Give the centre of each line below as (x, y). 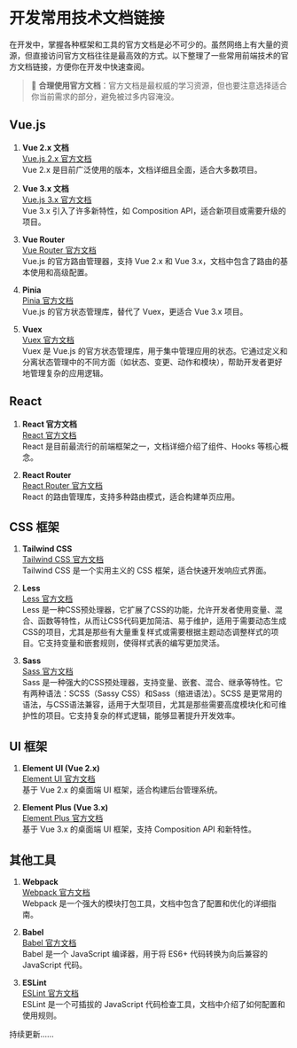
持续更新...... (32, 1034)
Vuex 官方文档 (48, 340)
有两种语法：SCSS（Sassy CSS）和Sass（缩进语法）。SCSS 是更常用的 (152, 693)
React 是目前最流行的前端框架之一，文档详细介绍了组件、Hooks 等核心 (151, 446)
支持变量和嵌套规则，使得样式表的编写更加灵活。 (135, 643)
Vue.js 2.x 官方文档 (57, 158)
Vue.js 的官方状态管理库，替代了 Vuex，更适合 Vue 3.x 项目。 (135, 311)
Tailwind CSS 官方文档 (63, 559)
